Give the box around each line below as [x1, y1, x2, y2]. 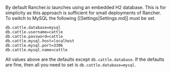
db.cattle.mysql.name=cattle [5, 47, 68, 53]
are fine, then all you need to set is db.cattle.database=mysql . [5, 62, 136, 68]
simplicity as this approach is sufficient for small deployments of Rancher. [5, 10, 162, 16]
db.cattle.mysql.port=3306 [5, 43, 63, 48]
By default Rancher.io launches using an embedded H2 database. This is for [5, 5, 166, 10]
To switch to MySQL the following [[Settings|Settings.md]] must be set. [5, 15, 156, 21]
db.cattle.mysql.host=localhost [5, 38, 74, 43]
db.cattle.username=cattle [5, 30, 63, 35]
